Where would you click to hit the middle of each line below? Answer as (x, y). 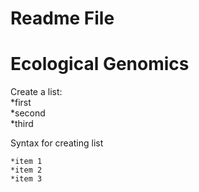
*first (21, 103)
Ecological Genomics (100, 64)
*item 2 (26, 170)
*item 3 (26, 179)
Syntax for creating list (57, 143)
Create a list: (36, 92)
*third (22, 124)
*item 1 (26, 162)
